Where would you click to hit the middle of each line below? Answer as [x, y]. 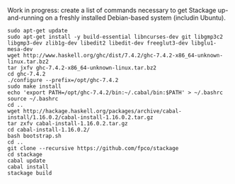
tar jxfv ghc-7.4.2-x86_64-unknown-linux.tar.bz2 [82, 68]
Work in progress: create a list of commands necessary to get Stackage [112, 10]
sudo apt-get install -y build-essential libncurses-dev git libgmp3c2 [115, 37]
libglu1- [204, 43]
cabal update [27, 161]
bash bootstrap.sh [34, 136]
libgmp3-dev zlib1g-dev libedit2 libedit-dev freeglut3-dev [98, 43]
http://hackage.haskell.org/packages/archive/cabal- [102, 111]
